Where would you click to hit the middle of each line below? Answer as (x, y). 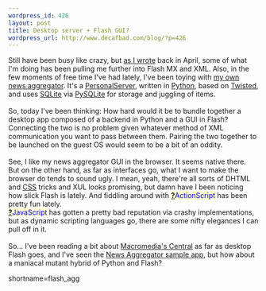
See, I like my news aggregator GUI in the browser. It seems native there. (127, 162)
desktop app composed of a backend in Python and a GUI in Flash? (118, 119)
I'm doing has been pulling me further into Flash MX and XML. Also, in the (129, 69)
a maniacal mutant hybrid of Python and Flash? (85, 263)
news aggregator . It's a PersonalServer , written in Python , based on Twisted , (133, 86)
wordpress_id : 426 (39, 16)
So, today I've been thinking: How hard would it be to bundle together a (125, 111)
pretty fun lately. (35, 204)
